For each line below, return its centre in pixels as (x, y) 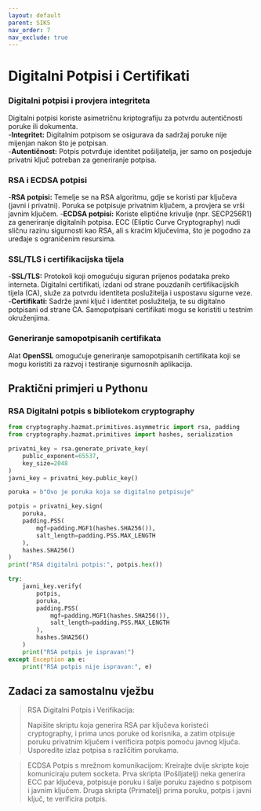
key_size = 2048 (45, 463)
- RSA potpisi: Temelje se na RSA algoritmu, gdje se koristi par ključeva (123, 197)
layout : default (34, 15)
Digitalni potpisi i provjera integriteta (79, 101)
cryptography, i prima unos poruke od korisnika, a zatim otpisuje (131, 734)
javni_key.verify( (52, 586)
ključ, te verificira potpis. (67, 799)
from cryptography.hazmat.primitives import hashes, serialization (121, 435)
